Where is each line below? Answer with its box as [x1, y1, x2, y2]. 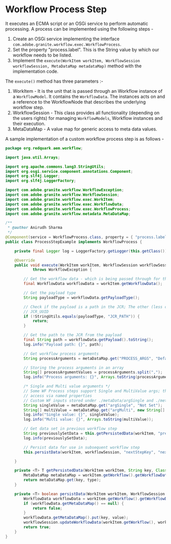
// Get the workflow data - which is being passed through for [23, 276, 160, 281]
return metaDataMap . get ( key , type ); [23, 478, 101, 483]
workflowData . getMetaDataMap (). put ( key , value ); [23, 515, 129, 521]
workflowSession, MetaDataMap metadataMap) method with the [12, 63, 142, 69]
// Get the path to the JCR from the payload [23, 332, 122, 338]
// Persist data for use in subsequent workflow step [23, 445, 140, 450]
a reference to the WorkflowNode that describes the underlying [12, 98, 146, 105]
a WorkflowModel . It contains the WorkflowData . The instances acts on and [12, 93, 165, 99]
